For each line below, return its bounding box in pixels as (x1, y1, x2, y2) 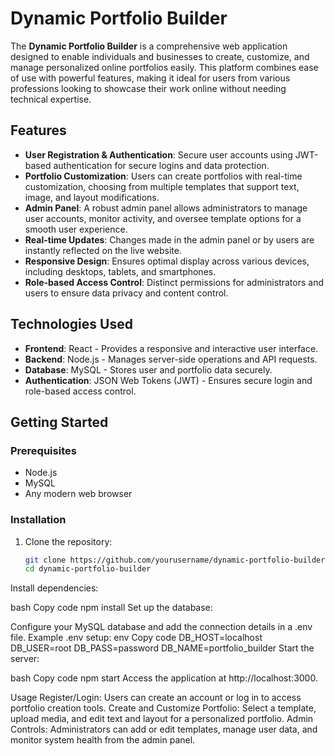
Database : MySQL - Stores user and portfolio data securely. (24, 363, 273, 376)
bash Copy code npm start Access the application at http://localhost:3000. (10, 672, 318, 684)
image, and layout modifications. (24, 191, 160, 203)
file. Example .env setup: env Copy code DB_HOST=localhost (10, 632, 263, 644)
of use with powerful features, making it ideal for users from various (10, 72, 291, 84)
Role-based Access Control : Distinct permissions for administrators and (24, 276, 324, 288)
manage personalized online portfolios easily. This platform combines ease (10, 61, 319, 73)
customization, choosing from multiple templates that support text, (24, 180, 300, 192)
